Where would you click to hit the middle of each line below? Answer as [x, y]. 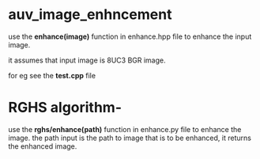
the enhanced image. [43, 146]
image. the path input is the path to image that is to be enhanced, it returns [130, 138]
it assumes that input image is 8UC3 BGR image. [87, 60]
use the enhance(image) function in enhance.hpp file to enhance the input [130, 36]
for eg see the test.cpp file [52, 75]
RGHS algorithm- [65, 108]
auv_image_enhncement [90, 15]
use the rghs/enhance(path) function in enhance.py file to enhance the [125, 129]
